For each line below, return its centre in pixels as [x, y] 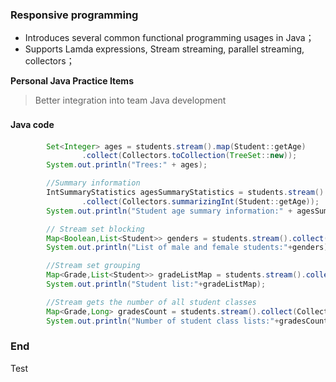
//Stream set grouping [93, 266]
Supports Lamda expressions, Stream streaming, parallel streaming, [164, 49]
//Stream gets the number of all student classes [151, 302]
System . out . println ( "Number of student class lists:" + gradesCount [187, 321]
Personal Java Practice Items [72, 81]
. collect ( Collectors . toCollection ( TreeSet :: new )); [189, 156]
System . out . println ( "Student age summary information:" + [169, 211]
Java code [32, 124]
